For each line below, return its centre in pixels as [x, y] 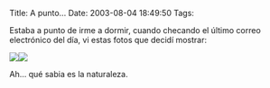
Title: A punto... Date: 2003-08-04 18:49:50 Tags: [102, 13]
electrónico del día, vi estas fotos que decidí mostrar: [108, 40]
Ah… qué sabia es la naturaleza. [69, 74]
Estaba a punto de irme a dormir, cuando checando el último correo [135, 30]
